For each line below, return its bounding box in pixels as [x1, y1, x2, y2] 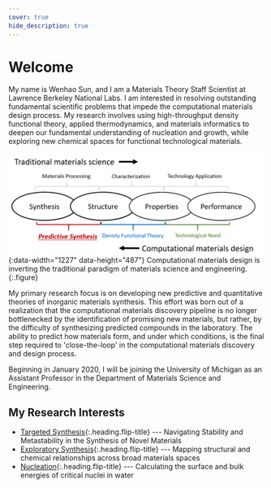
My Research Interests [8, 405, 126, 419]
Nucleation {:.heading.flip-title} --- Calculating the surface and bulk [19, 462, 244, 472]
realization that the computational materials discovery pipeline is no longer [8, 306, 258, 316]
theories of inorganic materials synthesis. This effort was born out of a [8, 297, 244, 307]
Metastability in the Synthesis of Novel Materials [19, 436, 183, 446]
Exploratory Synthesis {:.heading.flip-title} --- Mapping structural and [19, 444, 251, 455]
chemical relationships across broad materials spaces [19, 453, 200, 463]
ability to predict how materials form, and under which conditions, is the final [8, 332, 265, 342]
